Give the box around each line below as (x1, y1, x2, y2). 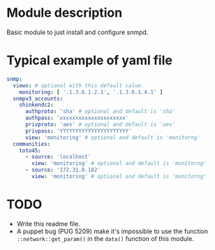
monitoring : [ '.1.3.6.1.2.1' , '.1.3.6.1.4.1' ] (19, 89, 163, 96)
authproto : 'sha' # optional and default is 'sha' (24, 108, 176, 115)
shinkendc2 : (19, 101, 54, 109)
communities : (13, 140, 51, 147)
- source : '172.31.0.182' (24, 166, 101, 174)
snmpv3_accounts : (13, 95, 64, 102)
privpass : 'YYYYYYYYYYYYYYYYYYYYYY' (24, 127, 132, 134)
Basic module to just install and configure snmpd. (6, 28, 149, 36)
